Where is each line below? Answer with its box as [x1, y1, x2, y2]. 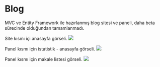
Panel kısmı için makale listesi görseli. [5, 56, 83, 62]
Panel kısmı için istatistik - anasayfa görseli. [5, 46, 95, 52]
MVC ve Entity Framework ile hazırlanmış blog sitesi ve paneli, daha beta [5, 20, 155, 26]
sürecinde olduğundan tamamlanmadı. [5, 25, 85, 31]
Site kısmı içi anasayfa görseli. [5, 35, 67, 41]
